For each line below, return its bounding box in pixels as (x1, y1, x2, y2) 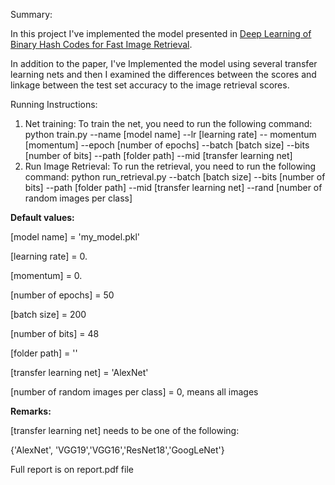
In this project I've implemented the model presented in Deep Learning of (10, 28, 312, 39)
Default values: (10, 212, 75, 223)
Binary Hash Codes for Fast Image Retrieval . (10, 39, 193, 50)
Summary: (10, 9, 53, 20)
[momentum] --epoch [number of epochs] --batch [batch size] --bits (24, 139, 310, 151)
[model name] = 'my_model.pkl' (10, 231, 141, 243)
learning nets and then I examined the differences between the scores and (10, 69, 317, 80)
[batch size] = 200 (10, 309, 87, 320)
